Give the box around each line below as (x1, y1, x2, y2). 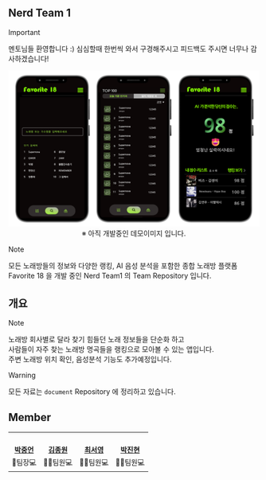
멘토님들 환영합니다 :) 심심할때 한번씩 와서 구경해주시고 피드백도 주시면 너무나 (8, 44, 249, 53)
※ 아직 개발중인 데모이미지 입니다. (81, 228, 186, 238)
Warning (8, 370, 36, 380)
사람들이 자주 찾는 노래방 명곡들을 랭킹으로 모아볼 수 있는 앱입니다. (8, 345, 214, 354)
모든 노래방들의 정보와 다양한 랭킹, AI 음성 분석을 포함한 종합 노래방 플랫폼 (8, 261, 238, 271)
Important (8, 27, 41, 37)
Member (8, 410, 52, 424)
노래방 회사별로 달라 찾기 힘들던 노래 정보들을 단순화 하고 (8, 334, 185, 345)
